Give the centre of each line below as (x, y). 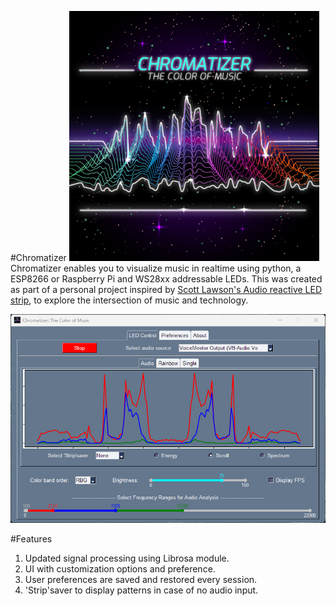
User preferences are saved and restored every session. (141, 580)
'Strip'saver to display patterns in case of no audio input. (141, 590)
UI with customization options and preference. (120, 569)
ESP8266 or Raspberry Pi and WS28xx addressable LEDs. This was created (166, 279)
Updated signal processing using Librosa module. (127, 558)
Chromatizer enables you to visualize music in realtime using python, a (156, 268)
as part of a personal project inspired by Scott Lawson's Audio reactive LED (166, 289)
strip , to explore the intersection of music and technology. (129, 300)
